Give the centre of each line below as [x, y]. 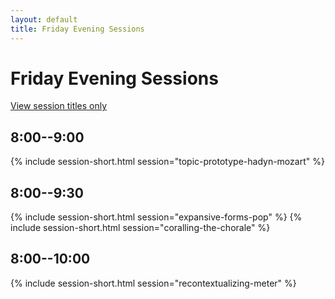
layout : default [44, 19]
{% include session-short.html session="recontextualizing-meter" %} [153, 283]
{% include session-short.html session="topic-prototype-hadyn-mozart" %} [167, 162]
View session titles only [59, 106]
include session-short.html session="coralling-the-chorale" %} [140, 228]
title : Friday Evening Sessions [77, 29]
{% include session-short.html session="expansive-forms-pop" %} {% [156, 217]
